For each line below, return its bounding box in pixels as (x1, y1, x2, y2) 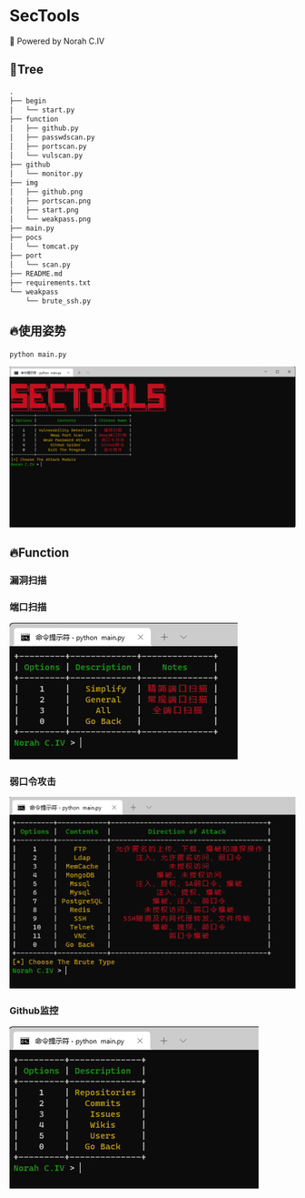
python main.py (9, 349, 67, 359)
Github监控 (9, 1004, 59, 1017)
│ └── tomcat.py (9, 242, 79, 251)
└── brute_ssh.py (25, 297, 92, 306)
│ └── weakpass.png (9, 215, 92, 224)
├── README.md (9, 269, 64, 278)
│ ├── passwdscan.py (9, 133, 95, 142)
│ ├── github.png (9, 187, 84, 196)
